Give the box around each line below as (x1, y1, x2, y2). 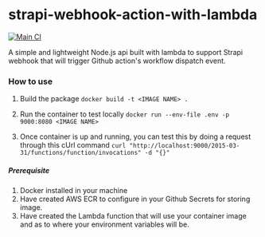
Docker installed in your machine (19, 186, 128, 196)
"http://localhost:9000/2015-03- (129, 142, 240, 150)
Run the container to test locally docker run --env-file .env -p (19, 109, 229, 119)
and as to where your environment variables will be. (19, 219, 189, 229)
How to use (8, 76, 53, 87)
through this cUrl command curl (19, 140, 127, 150)
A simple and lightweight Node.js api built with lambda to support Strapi (8, 47, 244, 57)
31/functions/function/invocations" (19, 149, 142, 157)
